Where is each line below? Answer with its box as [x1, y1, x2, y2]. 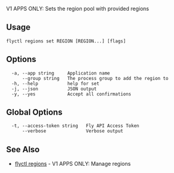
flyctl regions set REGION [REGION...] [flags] [6, 38, 126, 44]
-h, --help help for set [11, 81, 100, 86]
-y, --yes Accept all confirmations [11, 91, 132, 97]
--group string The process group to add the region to [21, 75, 169, 81]
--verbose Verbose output [21, 128, 124, 134]
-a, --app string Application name [11, 70, 110, 76]
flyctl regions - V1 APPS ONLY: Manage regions [14, 160, 131, 168]
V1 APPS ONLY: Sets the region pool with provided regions [6, 5, 150, 12]
